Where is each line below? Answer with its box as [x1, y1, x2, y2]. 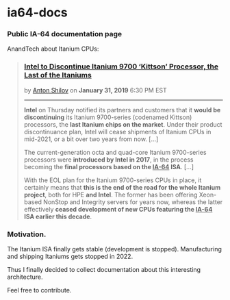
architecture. [7, 273, 43, 282]
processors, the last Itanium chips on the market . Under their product [23, 120, 222, 128]
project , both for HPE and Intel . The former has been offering [23, 190, 198, 199]
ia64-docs [7, 5, 68, 21]
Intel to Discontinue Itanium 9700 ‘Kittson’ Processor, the [23, 62, 219, 71]
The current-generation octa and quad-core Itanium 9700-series [23, 148, 207, 156]
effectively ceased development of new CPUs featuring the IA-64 [23, 205, 213, 213]
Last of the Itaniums [23, 71, 92, 80]
